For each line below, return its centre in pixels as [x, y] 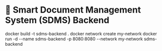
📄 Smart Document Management [73, 10]
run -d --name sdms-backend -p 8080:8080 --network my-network [74, 39]
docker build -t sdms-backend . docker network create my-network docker [81, 34]
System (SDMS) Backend [57, 20]
